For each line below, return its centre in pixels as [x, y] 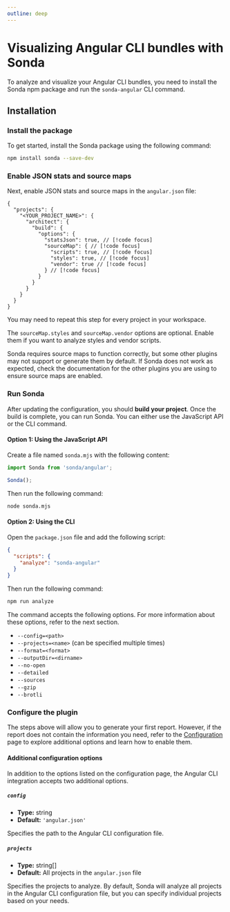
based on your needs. [38, 901]
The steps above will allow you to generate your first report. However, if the [114, 727]
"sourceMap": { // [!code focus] [92, 247]
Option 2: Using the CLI [41, 522]
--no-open [31, 665]
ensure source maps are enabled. [55, 376]
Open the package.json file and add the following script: [86, 537]
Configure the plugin [42, 712]
